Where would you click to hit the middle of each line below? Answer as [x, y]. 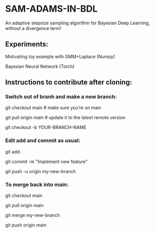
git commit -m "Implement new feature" [46, 161]
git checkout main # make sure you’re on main [53, 108]
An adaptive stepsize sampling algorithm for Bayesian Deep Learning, [77, 23]
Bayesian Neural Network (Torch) [40, 66]
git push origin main [26, 225]
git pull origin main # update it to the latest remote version [65, 118]
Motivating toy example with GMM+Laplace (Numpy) [60, 56]
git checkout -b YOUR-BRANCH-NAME [46, 127]
